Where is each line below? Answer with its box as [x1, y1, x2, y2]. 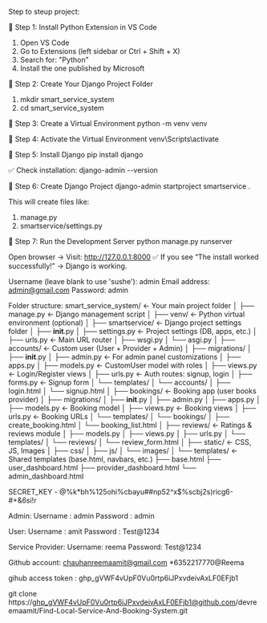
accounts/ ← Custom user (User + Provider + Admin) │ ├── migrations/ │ [8, 344, 253, 352]
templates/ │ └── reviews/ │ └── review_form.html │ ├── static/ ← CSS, [8, 438, 252, 446]
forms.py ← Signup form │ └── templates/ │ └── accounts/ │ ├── [8, 377, 231, 387]
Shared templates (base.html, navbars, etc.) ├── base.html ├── [8, 454, 222, 464]
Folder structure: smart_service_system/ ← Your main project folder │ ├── [8, 301, 255, 310]
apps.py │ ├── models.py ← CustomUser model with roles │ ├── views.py [8, 360, 257, 370]
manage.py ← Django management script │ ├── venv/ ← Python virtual [8, 309, 245, 319]
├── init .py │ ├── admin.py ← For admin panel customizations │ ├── [8, 352, 241, 361]
